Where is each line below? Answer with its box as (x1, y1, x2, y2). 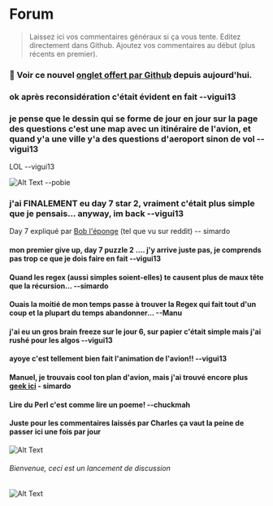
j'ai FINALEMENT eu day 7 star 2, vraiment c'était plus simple (9, 198, 255, 209)
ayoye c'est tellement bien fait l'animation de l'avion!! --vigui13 (9, 354, 227, 364)
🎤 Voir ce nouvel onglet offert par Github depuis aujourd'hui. (9, 69, 253, 80)
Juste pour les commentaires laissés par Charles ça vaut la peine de (9, 418, 245, 428)
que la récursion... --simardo (9, 281, 109, 291)
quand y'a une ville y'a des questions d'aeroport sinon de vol (9, 133, 255, 145)
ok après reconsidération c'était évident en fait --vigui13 (9, 91, 236, 102)
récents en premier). (28, 49, 98, 58)
